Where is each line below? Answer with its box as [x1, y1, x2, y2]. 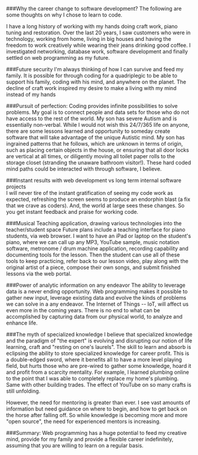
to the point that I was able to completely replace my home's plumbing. [6, 375, 179, 382]
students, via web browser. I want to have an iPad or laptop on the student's [6, 232, 191, 239]
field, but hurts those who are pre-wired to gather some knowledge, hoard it [6, 363, 191, 369]
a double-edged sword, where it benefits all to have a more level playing [6, 356, 182, 363]
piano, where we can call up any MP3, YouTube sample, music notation [6, 239, 180, 245]
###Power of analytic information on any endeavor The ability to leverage [6, 281, 186, 289]
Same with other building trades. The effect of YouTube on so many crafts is [6, 382, 191, 388]
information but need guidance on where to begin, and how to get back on [6, 405, 187, 412]
